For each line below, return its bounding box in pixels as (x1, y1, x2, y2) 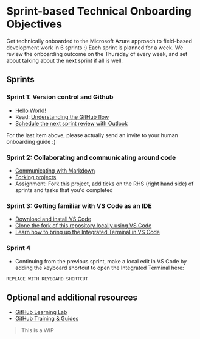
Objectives (6, 17, 63, 31)
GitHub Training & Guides (15, 315, 79, 323)
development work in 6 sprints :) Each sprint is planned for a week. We (6, 44, 184, 51)
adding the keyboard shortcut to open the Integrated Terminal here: (15, 264, 184, 271)
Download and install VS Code (15, 215, 91, 223)
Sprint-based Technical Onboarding (6, 4, 192, 18)
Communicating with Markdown (15, 166, 95, 174)
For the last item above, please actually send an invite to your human (6, 131, 178, 138)
